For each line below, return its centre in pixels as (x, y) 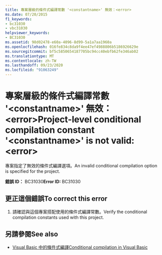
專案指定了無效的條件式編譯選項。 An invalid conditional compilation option (81, 165)
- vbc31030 (16, 28)
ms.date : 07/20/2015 (27, 14)
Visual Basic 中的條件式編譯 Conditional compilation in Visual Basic (80, 247)
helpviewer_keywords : (27, 33)
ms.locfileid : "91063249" (32, 70)
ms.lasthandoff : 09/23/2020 (34, 65)
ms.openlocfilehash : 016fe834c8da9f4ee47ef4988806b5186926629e (72, 47)
